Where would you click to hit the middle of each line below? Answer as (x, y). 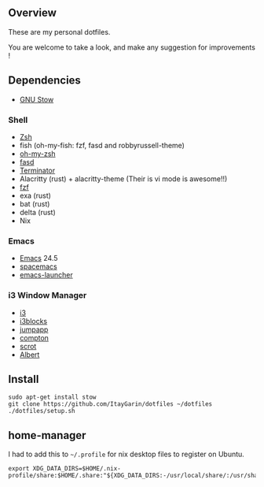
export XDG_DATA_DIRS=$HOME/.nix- (65, 469)
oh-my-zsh (38, 154)
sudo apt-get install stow (52, 397)
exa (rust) (35, 195)
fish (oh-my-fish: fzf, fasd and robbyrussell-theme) (102, 145)
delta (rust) (38, 212)
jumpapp (34, 329)
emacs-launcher (46, 275)
